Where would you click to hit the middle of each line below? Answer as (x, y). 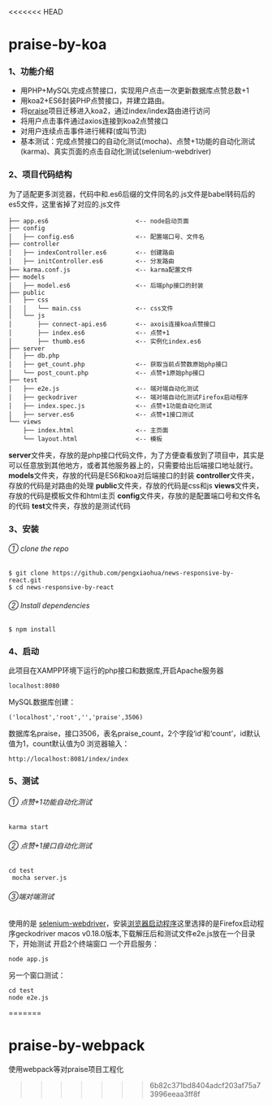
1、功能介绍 (31, 72)
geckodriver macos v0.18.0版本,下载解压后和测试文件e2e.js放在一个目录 (135, 933)
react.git (25, 580)
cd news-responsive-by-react (65, 587)
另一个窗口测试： (37, 975)
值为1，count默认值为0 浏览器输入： (69, 744)
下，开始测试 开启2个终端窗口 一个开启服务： (84, 943)
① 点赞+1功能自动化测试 (50, 802)
